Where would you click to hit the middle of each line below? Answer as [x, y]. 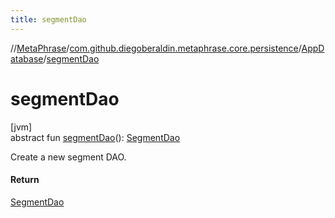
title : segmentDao [48, 19]
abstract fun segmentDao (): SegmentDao [95, 137]
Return [25, 180]
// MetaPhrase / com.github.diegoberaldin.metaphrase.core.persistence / [156, 48]
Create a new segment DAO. [68, 157]
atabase [27, 58]
